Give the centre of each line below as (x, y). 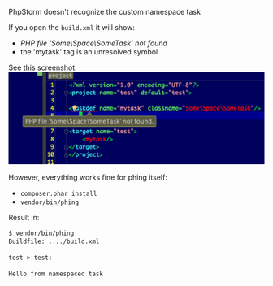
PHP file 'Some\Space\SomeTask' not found (94, 43)
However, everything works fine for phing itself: (88, 177)
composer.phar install (58, 193)
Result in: (24, 217)
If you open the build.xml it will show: (72, 27)
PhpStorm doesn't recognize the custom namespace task (105, 12)
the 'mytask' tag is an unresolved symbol (89, 52)
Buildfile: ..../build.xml (54, 241)
